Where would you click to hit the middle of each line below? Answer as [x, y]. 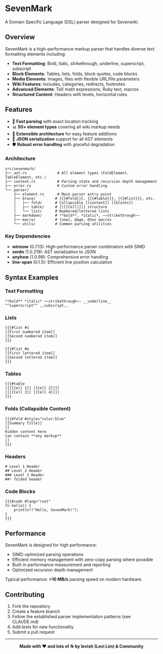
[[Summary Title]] [24, 423]
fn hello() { [18, 506]
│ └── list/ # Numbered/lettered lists [62, 211]
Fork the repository [31, 606]
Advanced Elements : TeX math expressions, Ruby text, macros [75, 89]
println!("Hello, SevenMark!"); [46, 510]
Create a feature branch [36, 611]
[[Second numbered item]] [31, 336]
